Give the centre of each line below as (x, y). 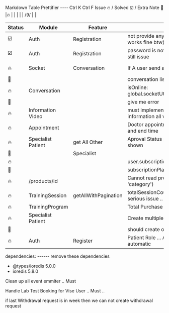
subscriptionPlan (147, 170)
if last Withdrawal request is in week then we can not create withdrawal (79, 300)
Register (83, 241)
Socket (37, 68)
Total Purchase (145, 207)
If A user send (144, 68)
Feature (98, 27)
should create (144, 229)
